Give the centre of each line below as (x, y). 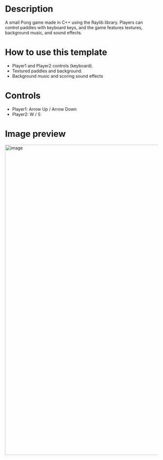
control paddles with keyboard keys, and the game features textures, (74, 27)
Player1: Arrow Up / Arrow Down (44, 109)
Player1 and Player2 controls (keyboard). (52, 66)
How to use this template (56, 52)
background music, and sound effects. (44, 33)
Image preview (35, 134)
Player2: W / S (26, 114)
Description (29, 9)
